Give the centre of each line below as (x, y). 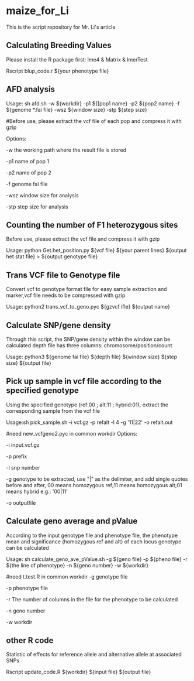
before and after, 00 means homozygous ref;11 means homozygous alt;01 (94, 485)
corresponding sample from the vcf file (53, 410)
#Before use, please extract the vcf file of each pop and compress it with (94, 121)
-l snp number (23, 467)
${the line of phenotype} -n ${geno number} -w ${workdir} (77, 565)
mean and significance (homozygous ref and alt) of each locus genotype (94, 541)
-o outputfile (21, 502)
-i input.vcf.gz (23, 445)
